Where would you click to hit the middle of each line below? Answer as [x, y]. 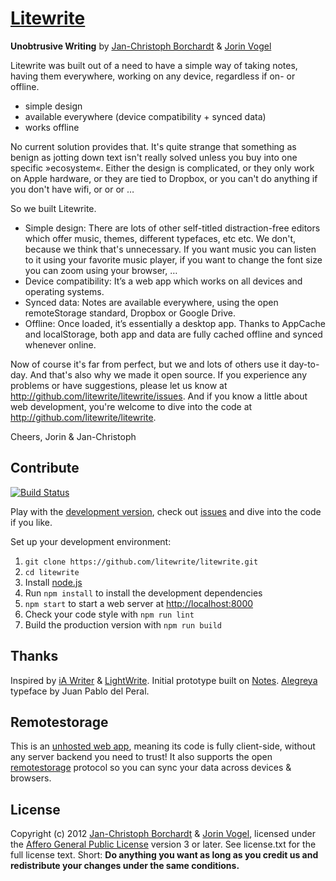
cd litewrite [52, 572]
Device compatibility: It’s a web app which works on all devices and [163, 281]
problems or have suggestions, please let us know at [119, 385]
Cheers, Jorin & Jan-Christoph [73, 436]
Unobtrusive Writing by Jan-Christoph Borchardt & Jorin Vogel [141, 46]
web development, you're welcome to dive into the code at [131, 406]
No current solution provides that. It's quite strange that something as [153, 146]
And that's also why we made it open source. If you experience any [168, 374]
